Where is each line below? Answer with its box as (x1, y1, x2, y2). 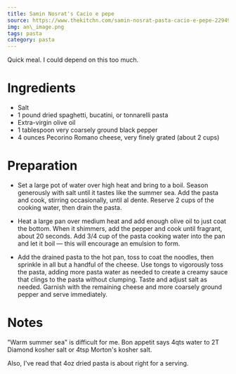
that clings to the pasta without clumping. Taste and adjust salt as (17, 275, 207, 283)
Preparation (7, 158, 78, 174)
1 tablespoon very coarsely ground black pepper (17, 126, 158, 134)
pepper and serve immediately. (17, 290, 107, 298)
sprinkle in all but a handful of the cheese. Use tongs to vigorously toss (17, 260, 223, 269)
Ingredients (7, 80, 76, 96)
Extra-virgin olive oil (17, 119, 76, 127)
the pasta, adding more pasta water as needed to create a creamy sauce (17, 268, 228, 276)
